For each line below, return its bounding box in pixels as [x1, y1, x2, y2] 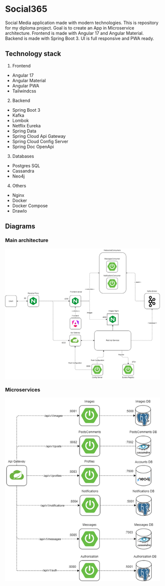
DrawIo [12, 208, 27, 214]
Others [12, 183, 27, 188]
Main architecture [5, 237, 49, 244]
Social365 [5, 3, 48, 15]
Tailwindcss [12, 88, 36, 94]
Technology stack [5, 50, 61, 58]
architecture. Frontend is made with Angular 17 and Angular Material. [5, 30, 144, 36]
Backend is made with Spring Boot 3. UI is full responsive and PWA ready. [5, 35, 155, 41]
